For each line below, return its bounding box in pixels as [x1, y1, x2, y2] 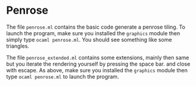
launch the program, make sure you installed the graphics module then [6, 29, 180, 36]
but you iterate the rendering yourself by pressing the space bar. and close [6, 60, 191, 67]
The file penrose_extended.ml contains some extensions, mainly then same [6, 54, 189, 61]
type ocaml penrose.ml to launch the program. [6, 73, 120, 80]
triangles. [6, 42, 30, 50]
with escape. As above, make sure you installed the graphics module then [6, 66, 188, 73]
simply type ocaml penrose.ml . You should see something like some [6, 36, 172, 43]
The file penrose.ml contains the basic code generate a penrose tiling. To [6, 23, 185, 30]
